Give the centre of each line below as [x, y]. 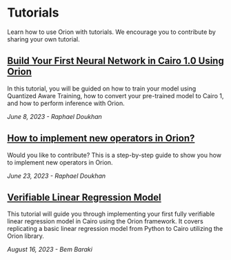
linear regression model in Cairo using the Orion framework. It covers [105, 221]
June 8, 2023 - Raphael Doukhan [54, 116]
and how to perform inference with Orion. [66, 103]
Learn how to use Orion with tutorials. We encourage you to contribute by [111, 32]
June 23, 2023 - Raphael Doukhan [57, 176]
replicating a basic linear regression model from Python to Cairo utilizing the [115, 229]
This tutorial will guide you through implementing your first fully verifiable [111, 214]
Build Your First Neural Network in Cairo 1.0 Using [115, 61]
